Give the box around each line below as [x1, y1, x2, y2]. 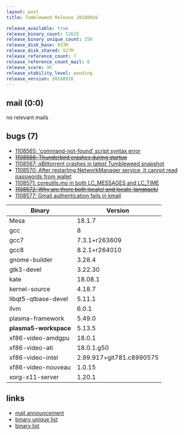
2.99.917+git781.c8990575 [76, 353, 159, 362]
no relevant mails [6, 114, 49, 121]
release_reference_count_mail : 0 [6, 58, 90, 65]
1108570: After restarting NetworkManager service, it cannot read [14, 166, 178, 173]
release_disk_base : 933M [6, 42, 69, 48]
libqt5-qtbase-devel [9, 294, 69, 303]
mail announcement [14, 409, 64, 416]
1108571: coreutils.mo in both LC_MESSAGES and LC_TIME [14, 179, 159, 187]
